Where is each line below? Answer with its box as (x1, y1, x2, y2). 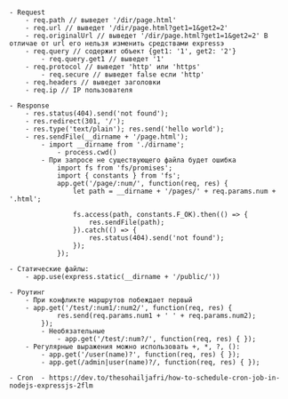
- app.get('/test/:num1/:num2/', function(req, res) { (25, 304, 233, 313)
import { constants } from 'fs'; (56, 172, 180, 180)
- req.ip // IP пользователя (25, 86, 133, 95)
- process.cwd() (56, 148, 117, 157)
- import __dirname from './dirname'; (41, 140, 185, 149)
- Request (9, 8, 46, 17)
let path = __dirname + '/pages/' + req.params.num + (72, 187, 276, 196)
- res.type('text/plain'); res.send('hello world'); (25, 124, 225, 134)
